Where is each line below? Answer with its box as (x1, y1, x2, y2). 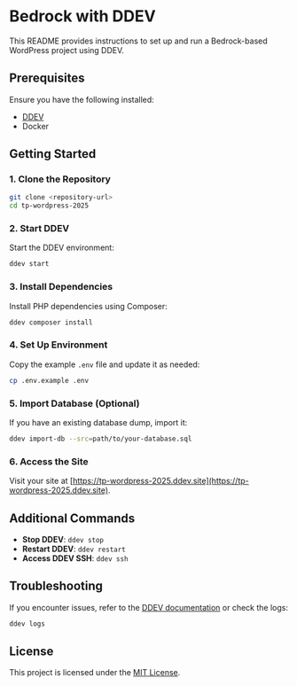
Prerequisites (9, 71, 85, 86)
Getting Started (9, 146, 97, 161)
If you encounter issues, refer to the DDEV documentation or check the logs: (9, 602, 288, 612)
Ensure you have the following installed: (9, 94, 155, 105)
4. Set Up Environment (9, 339, 108, 351)
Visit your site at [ (9, 476, 74, 487)
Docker (21, 121, 50, 131)
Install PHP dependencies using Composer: (9, 300, 168, 311)
